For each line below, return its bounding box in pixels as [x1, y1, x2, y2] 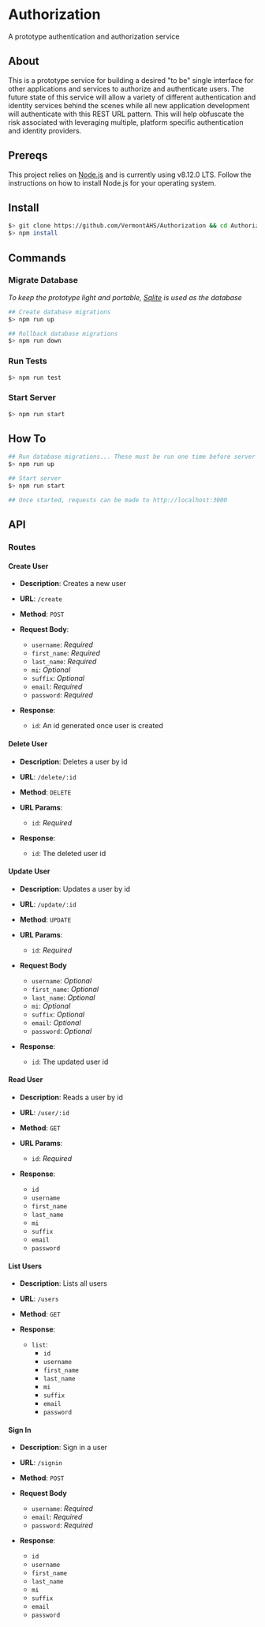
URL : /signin [19, 1458, 63, 1467]
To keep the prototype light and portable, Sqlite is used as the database [8, 292, 242, 302]
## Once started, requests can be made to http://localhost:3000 [8, 496, 227, 504]
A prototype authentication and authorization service [8, 32, 180, 41]
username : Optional [31, 975, 92, 985]
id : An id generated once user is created [31, 721, 163, 731]
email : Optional [31, 1017, 81, 1028]
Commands [8, 251, 67, 265]
